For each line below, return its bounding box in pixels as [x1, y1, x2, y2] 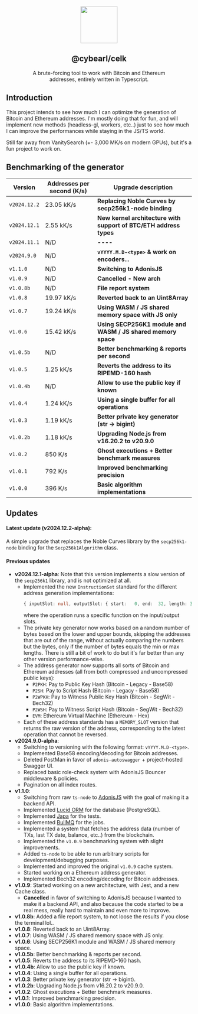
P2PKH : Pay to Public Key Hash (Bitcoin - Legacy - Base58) [32, 681, 173, 688]
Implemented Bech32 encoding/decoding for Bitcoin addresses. [23, 875, 179, 883]
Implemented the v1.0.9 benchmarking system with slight [23, 838, 164, 845]
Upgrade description [113, 183, 173, 191]
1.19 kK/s [45, 417, 72, 425]
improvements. [23, 844, 60, 851]
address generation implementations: [23, 590, 114, 597]
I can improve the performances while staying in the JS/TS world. [6, 127, 165, 134]
